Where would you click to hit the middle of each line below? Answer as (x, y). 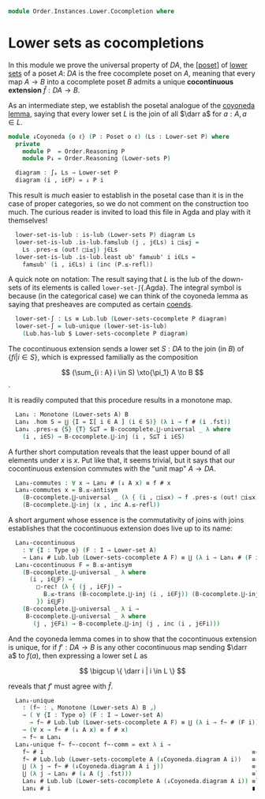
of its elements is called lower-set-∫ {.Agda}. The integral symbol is (132, 287)
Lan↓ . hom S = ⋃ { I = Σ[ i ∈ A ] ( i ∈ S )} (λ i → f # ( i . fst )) (123, 422)
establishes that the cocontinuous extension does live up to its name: (120, 528)
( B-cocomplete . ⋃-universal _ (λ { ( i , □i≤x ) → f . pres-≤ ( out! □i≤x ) (141, 497)
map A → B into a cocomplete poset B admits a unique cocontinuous (121, 81)
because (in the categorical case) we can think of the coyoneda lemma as (128, 296)
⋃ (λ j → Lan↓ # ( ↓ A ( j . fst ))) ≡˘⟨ (142, 774)
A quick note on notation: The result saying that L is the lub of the (114, 279)
